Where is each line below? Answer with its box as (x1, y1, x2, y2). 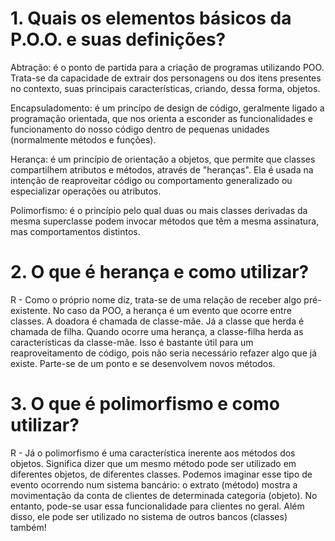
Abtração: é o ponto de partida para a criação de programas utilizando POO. (10, 61, 325, 73)
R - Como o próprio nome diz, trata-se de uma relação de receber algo (10, 293, 302, 306)
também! (10, 521, 47, 533)
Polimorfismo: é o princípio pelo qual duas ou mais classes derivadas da (10, 204, 308, 216)
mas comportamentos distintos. (10, 225, 141, 237)
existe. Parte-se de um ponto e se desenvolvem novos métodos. (10, 357, 276, 369)
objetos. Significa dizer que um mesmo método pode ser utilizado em (10, 457, 297, 469)
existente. (10, 304, 51, 316)
